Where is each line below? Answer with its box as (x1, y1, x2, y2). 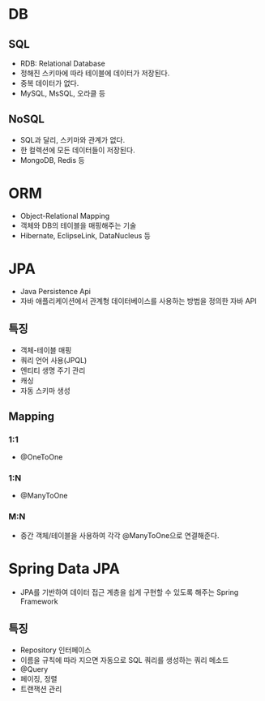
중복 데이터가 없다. (19, 79, 79, 88)
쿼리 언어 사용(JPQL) (19, 355, 88, 365)
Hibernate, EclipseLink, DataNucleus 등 (19, 230, 152, 240)
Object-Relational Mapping (19, 211, 110, 220)
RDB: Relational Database (19, 58, 105, 68)
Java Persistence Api (19, 286, 92, 296)
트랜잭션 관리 (19, 684, 62, 694)
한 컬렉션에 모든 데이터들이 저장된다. (19, 145, 135, 155)
